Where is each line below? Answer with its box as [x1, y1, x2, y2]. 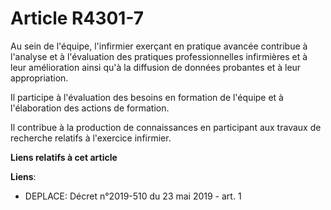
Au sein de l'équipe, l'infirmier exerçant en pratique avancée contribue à [10, 40, 308, 52]
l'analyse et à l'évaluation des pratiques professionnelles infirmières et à [10, 50, 308, 62]
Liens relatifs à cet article [10, 151, 118, 163]
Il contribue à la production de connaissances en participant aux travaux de [10, 121, 322, 133]
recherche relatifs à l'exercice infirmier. [10, 132, 172, 144]
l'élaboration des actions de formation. [10, 102, 170, 114]
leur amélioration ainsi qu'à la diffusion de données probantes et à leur [10, 61, 302, 73]
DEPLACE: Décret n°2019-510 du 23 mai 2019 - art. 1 [24, 190, 242, 202]
